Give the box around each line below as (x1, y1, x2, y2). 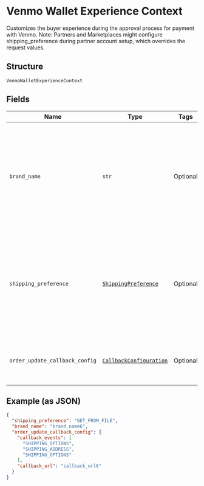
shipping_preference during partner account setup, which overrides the (6, 37, 186, 44)
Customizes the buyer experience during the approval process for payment (6, 24, 195, 32)
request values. (6, 44, 46, 51)
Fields (6, 94, 30, 105)
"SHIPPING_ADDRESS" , (22, 446, 75, 452)
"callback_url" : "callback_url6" (17, 463, 102, 470)
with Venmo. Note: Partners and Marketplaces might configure (6, 30, 163, 38)
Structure (6, 62, 44, 72)
